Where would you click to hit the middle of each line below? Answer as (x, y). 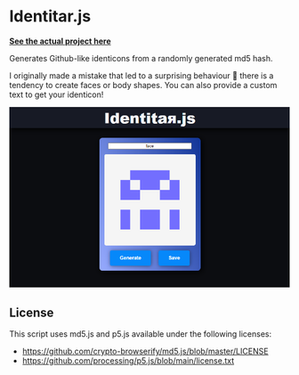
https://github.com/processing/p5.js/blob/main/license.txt (128, 361)
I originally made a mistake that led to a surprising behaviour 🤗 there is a (141, 75)
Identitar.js (50, 16)
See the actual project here (60, 41)
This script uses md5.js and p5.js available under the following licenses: (141, 334)
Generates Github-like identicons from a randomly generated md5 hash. (141, 58)
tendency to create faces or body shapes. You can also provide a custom (143, 85)
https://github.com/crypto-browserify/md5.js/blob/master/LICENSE (145, 351)
